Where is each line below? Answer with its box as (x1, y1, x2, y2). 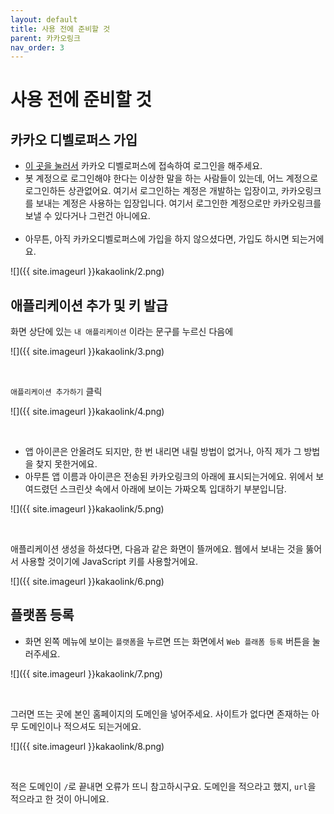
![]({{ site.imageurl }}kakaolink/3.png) (10, 346, 165, 358)
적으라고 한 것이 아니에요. (10, 792, 110, 805)
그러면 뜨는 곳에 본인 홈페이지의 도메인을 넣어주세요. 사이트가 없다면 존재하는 (10, 707, 310, 720)
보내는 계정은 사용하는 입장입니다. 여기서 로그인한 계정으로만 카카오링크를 (35, 197, 322, 210)
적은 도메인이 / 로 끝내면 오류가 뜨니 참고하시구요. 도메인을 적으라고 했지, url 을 (10, 780, 317, 792)
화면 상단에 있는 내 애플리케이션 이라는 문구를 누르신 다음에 (10, 326, 234, 338)
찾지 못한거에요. (35, 458, 98, 470)
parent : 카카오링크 (10, 33, 81, 43)
